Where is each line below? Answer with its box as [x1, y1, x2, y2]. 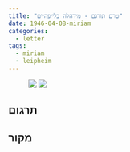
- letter [15, 34, 45, 43]
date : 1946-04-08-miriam [8, 19, 91, 27]
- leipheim [15, 57, 52, 65]
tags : [8, 42, 26, 50]
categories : [8, 27, 48, 35]
